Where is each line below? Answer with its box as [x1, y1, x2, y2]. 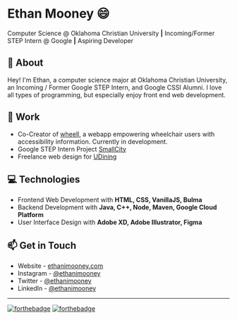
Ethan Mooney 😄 [7, 6, 110, 22]
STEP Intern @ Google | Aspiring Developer [7, 36, 134, 44]
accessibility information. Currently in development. [17, 137, 168, 146]
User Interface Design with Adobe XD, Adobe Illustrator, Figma [17, 218, 202, 227]
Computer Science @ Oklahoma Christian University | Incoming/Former [7, 29, 215, 37]
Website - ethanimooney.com [17, 261, 104, 270]
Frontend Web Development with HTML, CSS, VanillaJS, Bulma [17, 196, 202, 204]
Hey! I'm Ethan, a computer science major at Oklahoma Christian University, [7, 75, 228, 84]
